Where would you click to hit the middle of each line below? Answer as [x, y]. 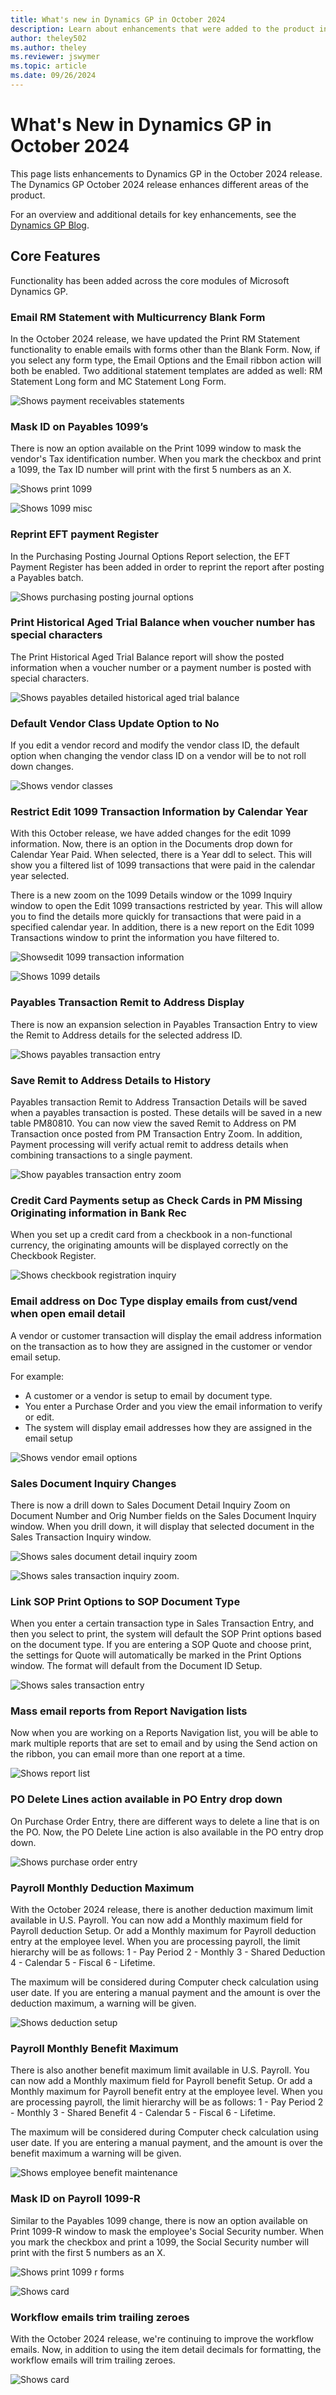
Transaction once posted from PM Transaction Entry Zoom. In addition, [156, 1134]
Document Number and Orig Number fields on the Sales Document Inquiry [163, 1515]
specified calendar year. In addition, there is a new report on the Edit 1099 [162, 927]
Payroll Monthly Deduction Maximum [102, 1888]
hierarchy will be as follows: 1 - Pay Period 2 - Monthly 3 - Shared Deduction [168, 1952]
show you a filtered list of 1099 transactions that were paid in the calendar [163, 865]
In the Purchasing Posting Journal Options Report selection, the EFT [150, 556]
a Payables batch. [47, 577]
